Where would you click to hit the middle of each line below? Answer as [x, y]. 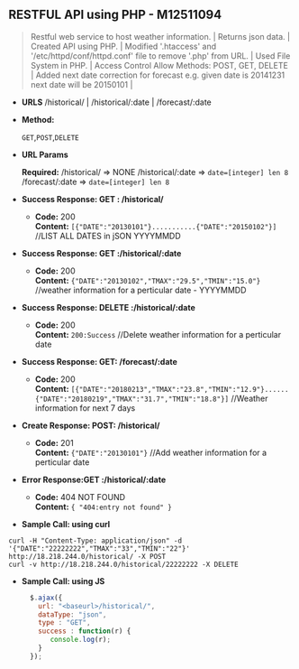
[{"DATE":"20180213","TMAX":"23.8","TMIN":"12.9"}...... [180, 389]
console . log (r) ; [81, 640]
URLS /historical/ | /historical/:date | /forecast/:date [117, 102]
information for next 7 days [85, 408]
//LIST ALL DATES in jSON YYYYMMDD [108, 236]
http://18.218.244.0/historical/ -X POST [87, 556]
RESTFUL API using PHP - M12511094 [115, 15]
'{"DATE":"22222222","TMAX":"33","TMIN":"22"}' [100, 548]
